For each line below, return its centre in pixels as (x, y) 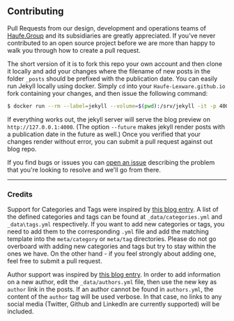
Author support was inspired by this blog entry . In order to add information (114, 274)
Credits (20, 194)
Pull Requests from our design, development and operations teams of (107, 28)
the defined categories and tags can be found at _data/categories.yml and (115, 216)
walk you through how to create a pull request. (74, 50)
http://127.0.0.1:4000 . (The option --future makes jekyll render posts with (116, 126)
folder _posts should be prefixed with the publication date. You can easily (112, 79)
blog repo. (22, 149)
